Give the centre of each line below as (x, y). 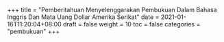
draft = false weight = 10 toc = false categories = (132, 24)
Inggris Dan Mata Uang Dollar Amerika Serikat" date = (83, 17)
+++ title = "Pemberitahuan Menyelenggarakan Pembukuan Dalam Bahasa (112, 10)
